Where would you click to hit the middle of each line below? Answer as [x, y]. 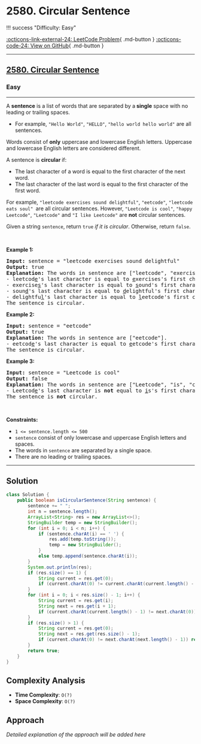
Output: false [27, 378]
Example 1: [20, 249]
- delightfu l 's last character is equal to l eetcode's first [98, 297]
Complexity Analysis [46, 680]
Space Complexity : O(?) [45, 701]
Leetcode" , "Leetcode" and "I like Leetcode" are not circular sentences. [96, 214]
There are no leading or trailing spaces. [63, 456]
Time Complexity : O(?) [44, 695]
